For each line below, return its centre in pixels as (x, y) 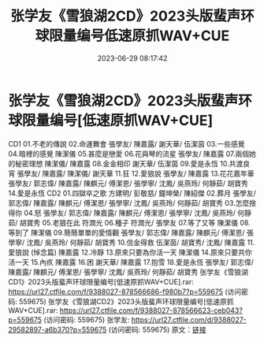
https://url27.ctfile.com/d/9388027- (189, 319)
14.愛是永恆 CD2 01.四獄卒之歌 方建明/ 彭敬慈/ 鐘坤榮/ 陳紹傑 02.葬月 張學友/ (132, 193)
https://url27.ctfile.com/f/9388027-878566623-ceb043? (151, 310)
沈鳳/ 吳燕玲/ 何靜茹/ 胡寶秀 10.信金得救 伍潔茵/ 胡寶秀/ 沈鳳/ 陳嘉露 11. (141, 242)
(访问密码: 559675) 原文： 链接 (157, 329)
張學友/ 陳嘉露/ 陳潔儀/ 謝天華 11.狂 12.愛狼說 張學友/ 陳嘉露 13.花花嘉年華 (136, 173)
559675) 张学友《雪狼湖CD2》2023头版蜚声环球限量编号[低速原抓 (126, 301)
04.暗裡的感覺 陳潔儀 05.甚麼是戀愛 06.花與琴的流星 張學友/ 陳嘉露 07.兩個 (129, 154)
